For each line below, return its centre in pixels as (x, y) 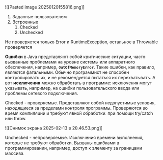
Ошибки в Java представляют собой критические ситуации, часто (75, 57)
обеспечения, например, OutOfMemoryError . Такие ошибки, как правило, (80, 67)
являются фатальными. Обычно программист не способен (67, 72)
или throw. (16, 118)
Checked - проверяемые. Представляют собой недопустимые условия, (81, 103)
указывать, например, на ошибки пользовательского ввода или (72, 88)
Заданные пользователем (40, 16)
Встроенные (25, 22)
